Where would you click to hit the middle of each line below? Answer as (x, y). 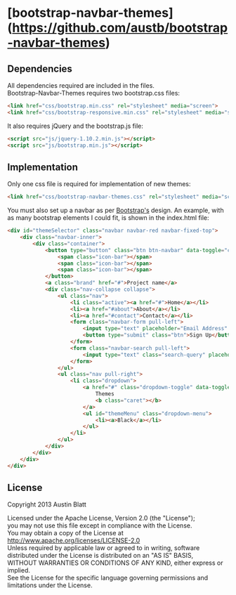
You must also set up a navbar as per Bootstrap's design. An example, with (116, 210)
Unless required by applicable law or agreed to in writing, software (104, 548)
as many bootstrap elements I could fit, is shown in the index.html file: (108, 218)
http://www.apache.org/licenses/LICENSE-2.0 (74, 541)
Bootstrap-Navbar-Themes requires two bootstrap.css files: (94, 93)
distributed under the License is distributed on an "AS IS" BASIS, (100, 556)
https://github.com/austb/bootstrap (120, 28)
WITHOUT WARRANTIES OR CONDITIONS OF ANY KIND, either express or (115, 563)
